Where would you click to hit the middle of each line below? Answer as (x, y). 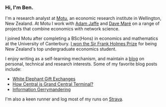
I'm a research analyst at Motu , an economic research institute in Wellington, (83, 18)
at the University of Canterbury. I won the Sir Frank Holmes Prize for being (81, 44)
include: (13, 69)
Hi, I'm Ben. (19, 7)
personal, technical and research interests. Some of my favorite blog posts (81, 64)
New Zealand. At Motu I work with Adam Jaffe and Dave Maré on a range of (83, 23)
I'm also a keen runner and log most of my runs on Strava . (64, 99)
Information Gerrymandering (41, 90)
